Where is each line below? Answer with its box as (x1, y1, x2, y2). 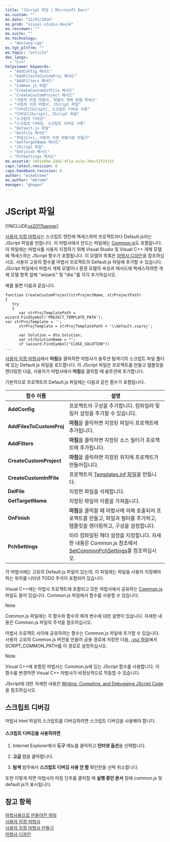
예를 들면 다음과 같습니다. (5, 282, 56, 288)
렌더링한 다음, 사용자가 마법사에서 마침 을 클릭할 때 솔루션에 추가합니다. (5, 368, 144, 374)
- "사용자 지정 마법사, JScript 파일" (10, 102, 81, 107)
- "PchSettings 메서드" (10, 154, 57, 159)
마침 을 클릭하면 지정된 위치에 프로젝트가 (69, 454, 159, 461)
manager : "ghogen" (5, 183, 44, 188)
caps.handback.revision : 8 (5, 168, 62, 173)
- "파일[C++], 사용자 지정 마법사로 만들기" (10, 135, 90, 140)
